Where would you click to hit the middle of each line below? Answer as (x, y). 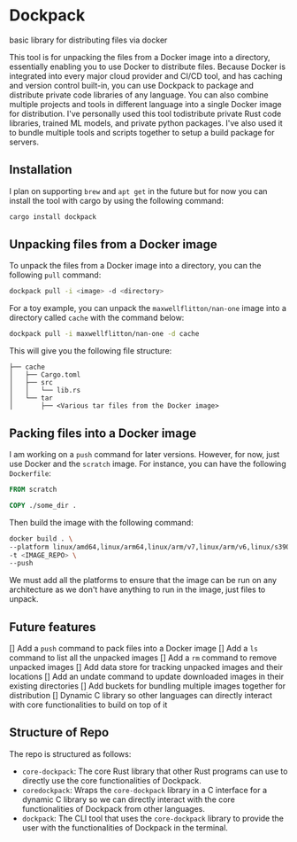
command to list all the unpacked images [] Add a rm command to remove (143, 658)
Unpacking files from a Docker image (114, 245)
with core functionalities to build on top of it (88, 705)
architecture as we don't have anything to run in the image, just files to (137, 589)
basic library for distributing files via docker (88, 40)
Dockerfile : (30, 473)
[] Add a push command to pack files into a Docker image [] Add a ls (133, 649)
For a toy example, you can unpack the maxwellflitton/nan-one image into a (148, 308)
